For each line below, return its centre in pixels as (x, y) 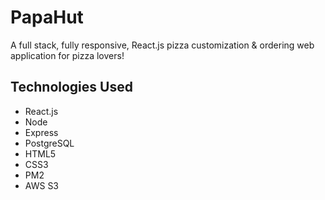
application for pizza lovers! (67, 55)
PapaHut (47, 17)
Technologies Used (71, 87)
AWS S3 (42, 185)
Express (41, 132)
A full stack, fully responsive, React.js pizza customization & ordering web (162, 45)
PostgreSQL (49, 143)
